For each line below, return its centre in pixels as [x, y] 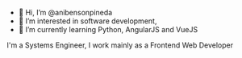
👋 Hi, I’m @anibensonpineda [65, 12]
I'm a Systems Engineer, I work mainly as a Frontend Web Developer [120, 45]
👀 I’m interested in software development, [88, 21]
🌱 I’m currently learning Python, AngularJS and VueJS [108, 29]
